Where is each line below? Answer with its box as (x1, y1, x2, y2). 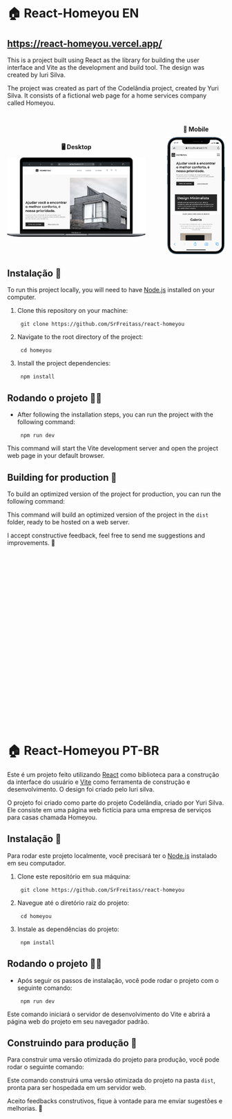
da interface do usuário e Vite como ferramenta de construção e (7, 778, 191, 786)
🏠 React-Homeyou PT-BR (7, 743, 159, 758)
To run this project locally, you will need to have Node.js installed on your (7, 286, 215, 294)
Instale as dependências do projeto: (17, 925, 119, 933)
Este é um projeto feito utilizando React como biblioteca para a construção (7, 770, 220, 778)
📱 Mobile (182, 125, 209, 133)
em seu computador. (7, 859, 66, 867)
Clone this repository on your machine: (17, 307, 128, 315)
